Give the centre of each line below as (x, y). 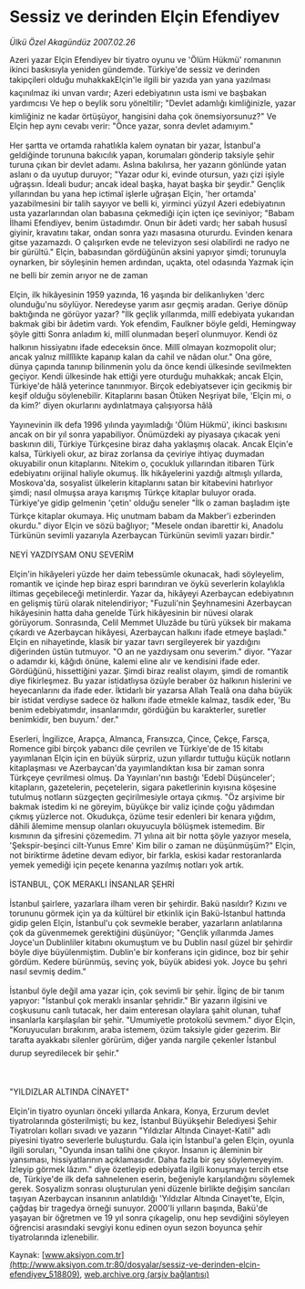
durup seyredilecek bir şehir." (65, 1053)
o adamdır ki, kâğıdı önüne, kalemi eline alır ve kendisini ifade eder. (135, 661)
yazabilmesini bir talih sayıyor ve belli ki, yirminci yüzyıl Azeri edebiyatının (147, 203)
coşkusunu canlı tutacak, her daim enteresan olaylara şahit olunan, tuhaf (146, 1010)
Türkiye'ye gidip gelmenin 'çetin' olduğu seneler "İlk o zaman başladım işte (150, 503)
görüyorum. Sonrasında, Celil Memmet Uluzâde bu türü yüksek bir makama (150, 622)
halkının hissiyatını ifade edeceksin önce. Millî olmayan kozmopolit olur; (143, 347)
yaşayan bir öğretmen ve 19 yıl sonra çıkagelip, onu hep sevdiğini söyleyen (149, 1217)
